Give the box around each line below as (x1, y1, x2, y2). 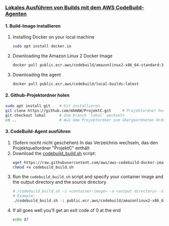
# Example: (12, 193, 36, 199)
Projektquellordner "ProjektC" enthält (12, 145, 90, 151)
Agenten (5, 10, 27, 17)
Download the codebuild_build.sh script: (12, 150, 97, 156)
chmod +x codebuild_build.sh (12, 165, 74, 170)
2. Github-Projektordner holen (5, 92, 69, 98)
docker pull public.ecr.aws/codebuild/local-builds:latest (12, 81, 139, 87)
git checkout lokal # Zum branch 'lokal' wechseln (5, 113, 125, 118)
